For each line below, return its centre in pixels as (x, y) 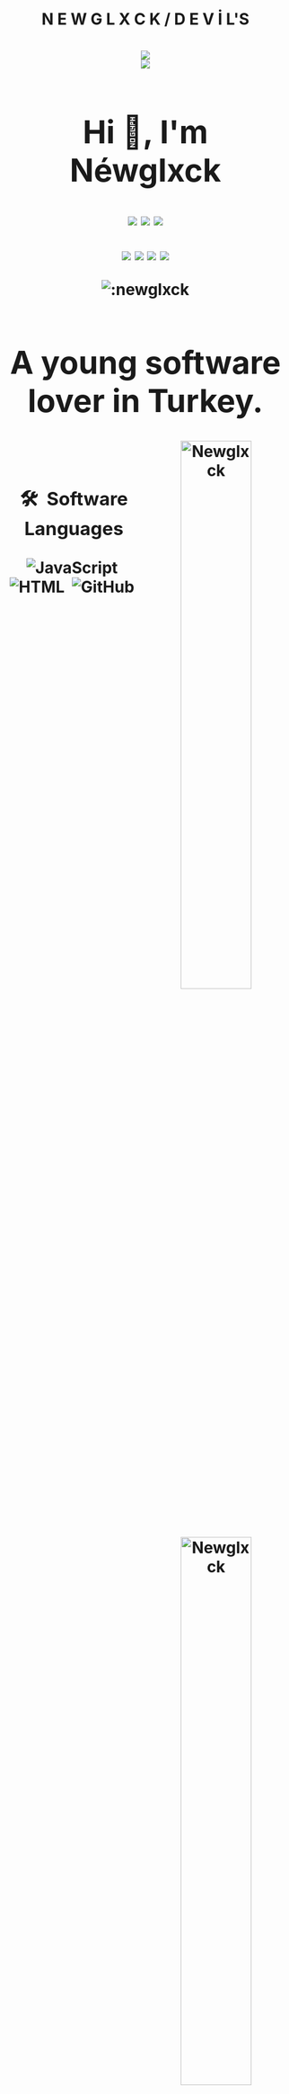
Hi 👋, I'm (145, 132)
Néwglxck (145, 170)
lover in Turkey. (145, 400)
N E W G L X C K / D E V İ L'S (145, 19)
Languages (74, 529)
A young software (145, 362)
